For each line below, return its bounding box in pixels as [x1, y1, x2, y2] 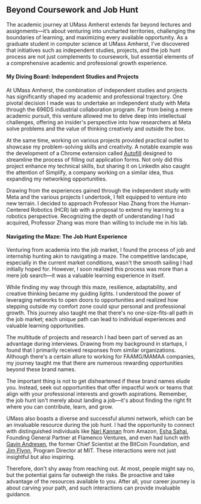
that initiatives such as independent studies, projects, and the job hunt [6, 46, 181, 54]
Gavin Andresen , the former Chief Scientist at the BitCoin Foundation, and [6, 441, 190, 448]
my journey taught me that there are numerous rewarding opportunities [6, 359, 183, 367]
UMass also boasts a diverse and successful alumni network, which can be [6, 415, 193, 422]
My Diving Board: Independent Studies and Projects [6, 73, 139, 80]
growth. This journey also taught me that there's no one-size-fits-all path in [6, 309, 194, 316]
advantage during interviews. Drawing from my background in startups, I [6, 340, 187, 348]
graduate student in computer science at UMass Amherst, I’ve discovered [6, 40, 190, 47]
